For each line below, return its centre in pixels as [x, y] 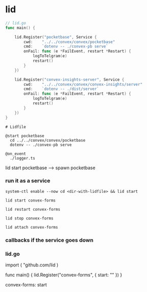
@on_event [16, 154]
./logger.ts [23, 158]
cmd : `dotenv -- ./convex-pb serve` [66, 47]
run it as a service [28, 181]
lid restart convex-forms [33, 209]
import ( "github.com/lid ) [32, 265]
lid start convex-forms [31, 200]
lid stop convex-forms [29, 218]
